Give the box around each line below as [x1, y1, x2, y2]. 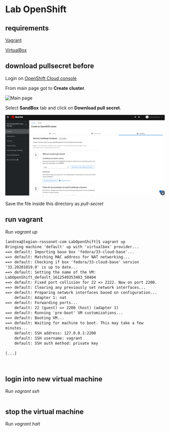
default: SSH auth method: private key [14, 341, 99, 346]
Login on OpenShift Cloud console [5, 75, 77, 81]
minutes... [5, 325, 28, 330]
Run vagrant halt [5, 421, 40, 427]
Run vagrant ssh [5, 388, 39, 394]
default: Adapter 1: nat [14, 295, 67, 300]
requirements [5, 24, 49, 32]
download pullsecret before [5, 62, 95, 71]
